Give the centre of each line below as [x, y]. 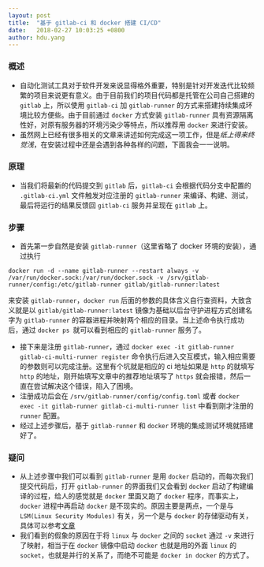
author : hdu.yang [37, 37]
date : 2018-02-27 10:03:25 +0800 [67, 30]
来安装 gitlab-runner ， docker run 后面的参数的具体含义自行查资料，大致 [127, 300]
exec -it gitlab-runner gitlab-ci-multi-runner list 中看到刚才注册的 [136, 406]
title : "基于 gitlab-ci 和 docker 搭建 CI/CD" [85, 23]
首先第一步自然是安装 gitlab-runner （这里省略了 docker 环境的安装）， [134, 246]
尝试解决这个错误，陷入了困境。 [86, 386]
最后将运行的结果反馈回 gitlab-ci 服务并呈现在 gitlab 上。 [115, 205]
